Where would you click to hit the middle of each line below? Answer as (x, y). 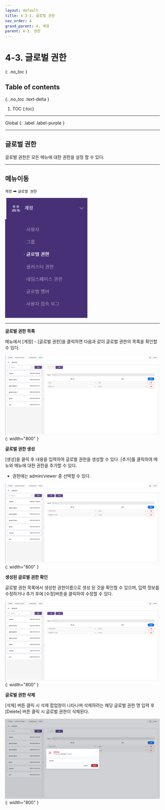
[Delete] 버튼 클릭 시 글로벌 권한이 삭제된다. (47, 711)
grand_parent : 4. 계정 (27, 26)
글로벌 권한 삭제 (20, 695)
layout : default (22, 10)
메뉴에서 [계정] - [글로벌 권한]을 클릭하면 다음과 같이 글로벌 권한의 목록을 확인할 (81, 341)
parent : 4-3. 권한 (23, 31)
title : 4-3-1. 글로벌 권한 (30, 16)
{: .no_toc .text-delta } (27, 99)
